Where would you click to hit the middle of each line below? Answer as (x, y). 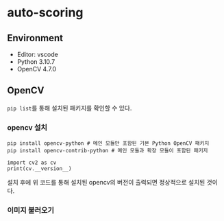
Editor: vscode (37, 54)
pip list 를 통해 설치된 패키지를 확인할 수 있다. (70, 108)
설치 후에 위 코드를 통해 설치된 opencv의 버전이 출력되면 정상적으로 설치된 (106, 183)
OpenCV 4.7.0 (37, 69)
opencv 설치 (27, 127)
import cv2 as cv (32, 163)
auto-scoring (45, 13)
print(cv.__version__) (39, 169)
